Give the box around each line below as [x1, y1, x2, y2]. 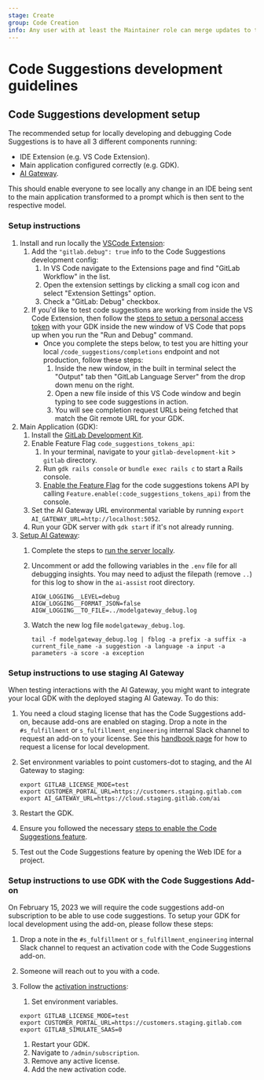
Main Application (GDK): [19, 422, 98, 431]
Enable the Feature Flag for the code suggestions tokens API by [42, 480, 250, 489]
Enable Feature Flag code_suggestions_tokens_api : [31, 438, 195, 448]
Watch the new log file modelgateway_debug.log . [31, 620, 185, 629]
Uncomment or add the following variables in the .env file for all [31, 561, 237, 570]
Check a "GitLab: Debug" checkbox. [42, 296, 161, 306]
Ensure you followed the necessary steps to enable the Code [19, 823, 218, 833]
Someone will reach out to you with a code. [19, 967, 160, 976]
